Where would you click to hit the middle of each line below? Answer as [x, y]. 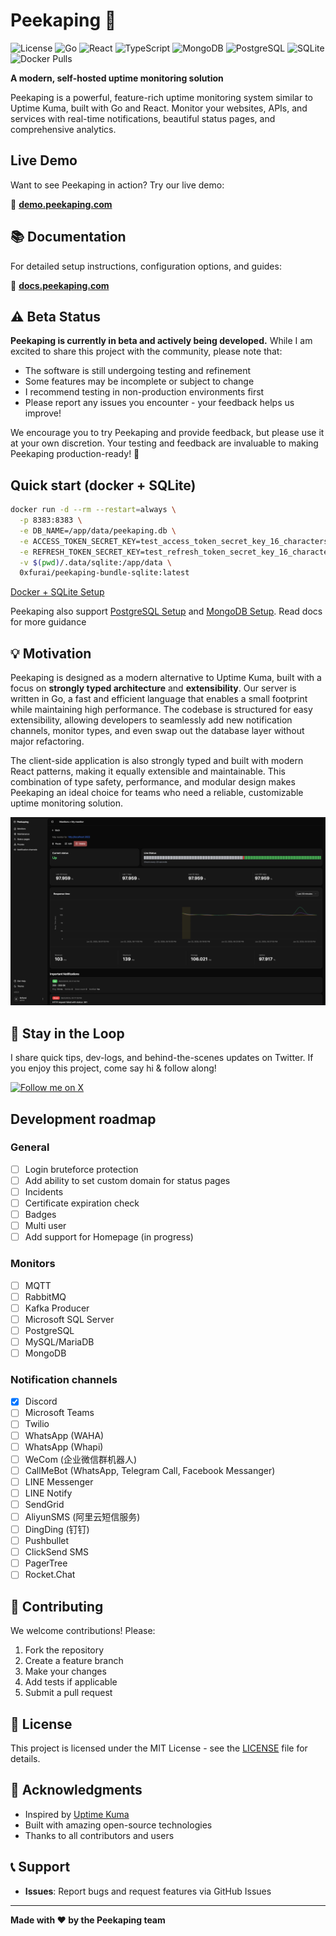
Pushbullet [47, 1541]
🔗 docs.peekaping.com [60, 285]
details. [25, 1758]
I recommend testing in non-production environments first [144, 392]
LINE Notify [48, 1493]
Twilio [37, 1424]
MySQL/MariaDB [59, 1341]
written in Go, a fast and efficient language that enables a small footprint [159, 699]
